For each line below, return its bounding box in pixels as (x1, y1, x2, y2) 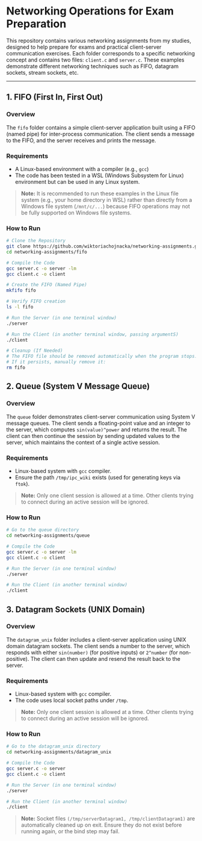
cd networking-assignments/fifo (6, 249, 87, 255)
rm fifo (6, 364, 26, 371)
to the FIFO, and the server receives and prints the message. (6, 137, 156, 144)
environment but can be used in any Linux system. (14, 178, 140, 185)
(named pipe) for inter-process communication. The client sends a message (6, 130, 195, 137)
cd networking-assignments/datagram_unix (6, 749, 112, 755)
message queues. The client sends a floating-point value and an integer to (6, 419, 191, 427)
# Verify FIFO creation (6, 298, 66, 305)
